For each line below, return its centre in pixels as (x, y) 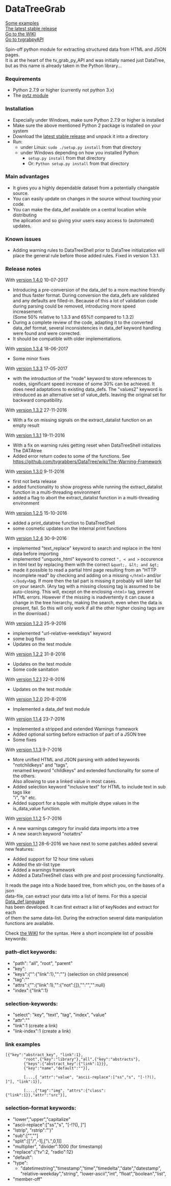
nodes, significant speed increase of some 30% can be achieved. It (84, 384)
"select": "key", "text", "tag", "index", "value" (60, 1015)
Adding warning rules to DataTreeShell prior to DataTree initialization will (89, 250)
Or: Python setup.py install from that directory (78, 163)
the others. (24, 776)
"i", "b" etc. (25, 798)
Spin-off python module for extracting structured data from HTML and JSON (86, 49)
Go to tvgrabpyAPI (25, 39)
